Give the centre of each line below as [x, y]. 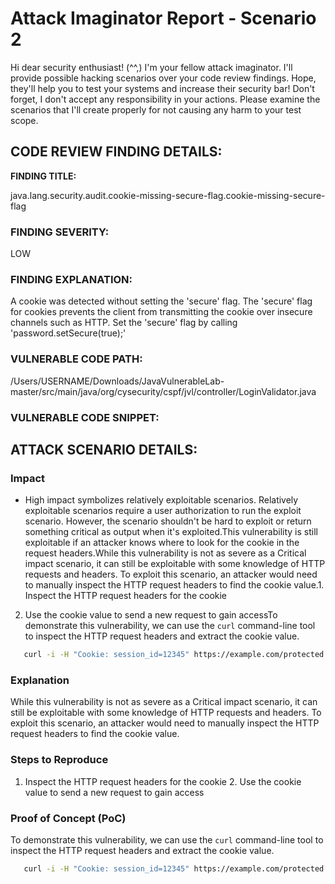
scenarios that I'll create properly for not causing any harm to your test [156, 109]
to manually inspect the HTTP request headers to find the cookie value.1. [174, 585]
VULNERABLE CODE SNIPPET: [85, 417]
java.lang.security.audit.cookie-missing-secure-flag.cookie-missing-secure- [168, 195]
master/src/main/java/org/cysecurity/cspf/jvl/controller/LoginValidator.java [163, 391]
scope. [24, 120]
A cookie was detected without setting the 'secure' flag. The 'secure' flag [161, 301]
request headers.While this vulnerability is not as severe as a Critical [165, 553]
